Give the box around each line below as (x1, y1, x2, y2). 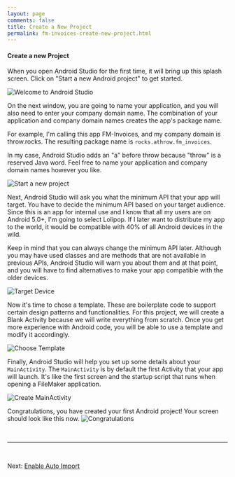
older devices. (7, 274, 49, 282)
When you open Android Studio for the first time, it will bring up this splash (7, 67, 222, 76)
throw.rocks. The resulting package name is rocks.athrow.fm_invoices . (7, 137, 212, 146)
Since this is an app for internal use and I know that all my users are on (7, 208, 211, 216)
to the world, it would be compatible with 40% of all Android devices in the (7, 223, 222, 231)
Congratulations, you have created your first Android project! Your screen (7, 407, 219, 415)
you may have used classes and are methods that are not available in (7, 251, 206, 260)
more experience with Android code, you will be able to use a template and (7, 323, 223, 331)
